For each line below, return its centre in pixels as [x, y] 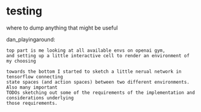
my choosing [21, 61]
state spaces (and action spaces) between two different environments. [98, 82]
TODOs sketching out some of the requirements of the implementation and [101, 92]
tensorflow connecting [35, 76]
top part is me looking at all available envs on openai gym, [86, 50]
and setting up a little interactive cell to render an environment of [98, 55]
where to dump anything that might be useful [62, 28]
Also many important [32, 87]
